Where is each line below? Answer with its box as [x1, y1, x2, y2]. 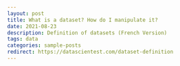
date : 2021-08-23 [7, 23, 57, 30]
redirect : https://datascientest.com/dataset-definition [7, 49, 174, 56]
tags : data [7, 36, 38, 43]
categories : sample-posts [7, 42, 81, 49]
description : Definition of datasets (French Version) [7, 29, 168, 36]
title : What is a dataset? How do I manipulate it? [7, 16, 158, 23]
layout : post [7, 10, 45, 17]
